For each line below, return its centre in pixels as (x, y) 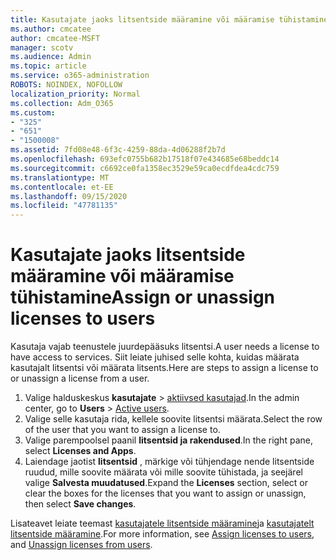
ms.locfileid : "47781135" (64, 206)
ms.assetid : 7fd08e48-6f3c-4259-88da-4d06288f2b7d (118, 150)
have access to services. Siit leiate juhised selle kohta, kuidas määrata (155, 357)
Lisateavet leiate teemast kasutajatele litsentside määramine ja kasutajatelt (162, 523)
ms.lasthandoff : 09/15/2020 (69, 196)
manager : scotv (42, 47)
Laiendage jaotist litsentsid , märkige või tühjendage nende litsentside (169, 462)
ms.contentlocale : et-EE (62, 187)
